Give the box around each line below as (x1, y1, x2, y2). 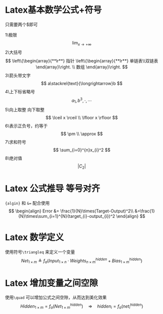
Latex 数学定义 (5, 232, 64, 243)
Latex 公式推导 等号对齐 (5, 183, 100, 194)
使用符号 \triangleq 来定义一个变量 (5, 249, 75, 254)
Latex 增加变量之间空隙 (5, 277, 98, 289)
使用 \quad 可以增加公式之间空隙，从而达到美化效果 (5, 294, 107, 300)
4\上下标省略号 (5, 88, 36, 94)
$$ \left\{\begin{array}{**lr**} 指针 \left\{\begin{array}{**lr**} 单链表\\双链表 (5, 58, 159, 63)
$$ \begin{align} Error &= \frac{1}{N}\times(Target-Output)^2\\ (8, 208, 134, 214)
